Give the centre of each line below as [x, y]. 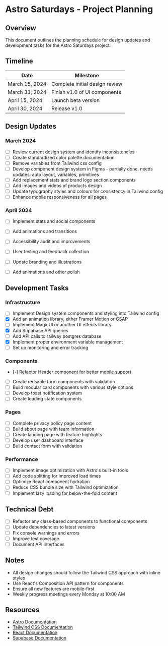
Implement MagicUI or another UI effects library [62, 325]
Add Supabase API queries [40, 330]
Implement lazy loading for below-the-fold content [65, 493]
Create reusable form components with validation [64, 382]
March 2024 [21, 141]
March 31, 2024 [27, 92]
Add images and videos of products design [57, 186]
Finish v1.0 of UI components [86, 92]
